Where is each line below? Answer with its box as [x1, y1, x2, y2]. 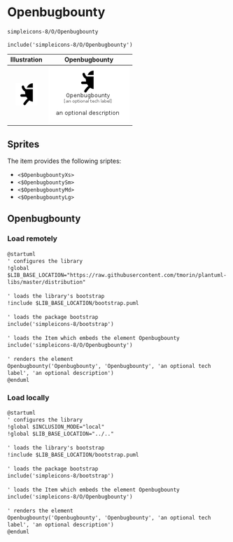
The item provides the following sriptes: [7, 157, 122, 165]
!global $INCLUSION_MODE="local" [7, 423, 105, 430]
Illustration [10, 55, 43, 64]
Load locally [7, 392, 50, 402]
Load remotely [7, 234, 58, 243]
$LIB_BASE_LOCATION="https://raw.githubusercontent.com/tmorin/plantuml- [7, 271, 227, 278]
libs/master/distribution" [7, 278, 86, 285]
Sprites [7, 138, 40, 150]
